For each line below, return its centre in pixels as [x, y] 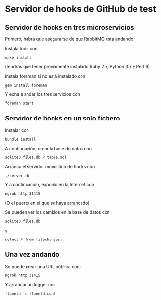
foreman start [20, 103]
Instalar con [17, 130]
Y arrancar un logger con [30, 284]
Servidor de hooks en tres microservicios [69, 27]
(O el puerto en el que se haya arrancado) [47, 203]
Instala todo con [21, 48]
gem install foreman [26, 85]
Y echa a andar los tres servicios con [42, 94]
